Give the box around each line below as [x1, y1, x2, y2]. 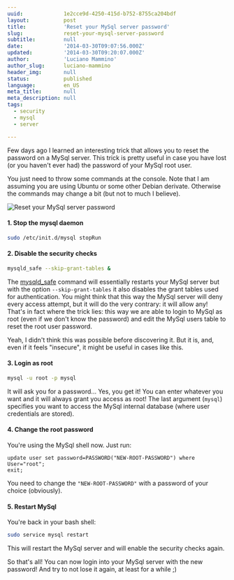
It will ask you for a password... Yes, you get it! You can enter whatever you [7, 387, 224, 396]
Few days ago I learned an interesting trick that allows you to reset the [7, 146, 210, 154]
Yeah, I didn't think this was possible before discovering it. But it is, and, [7, 335, 214, 344]
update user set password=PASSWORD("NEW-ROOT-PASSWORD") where [7, 454, 196, 461]
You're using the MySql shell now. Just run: [7, 441, 132, 449]
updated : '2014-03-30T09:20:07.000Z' [7, 50, 145, 57]
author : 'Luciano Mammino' [7, 56, 117, 63]
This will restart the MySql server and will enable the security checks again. [7, 544, 225, 553]
